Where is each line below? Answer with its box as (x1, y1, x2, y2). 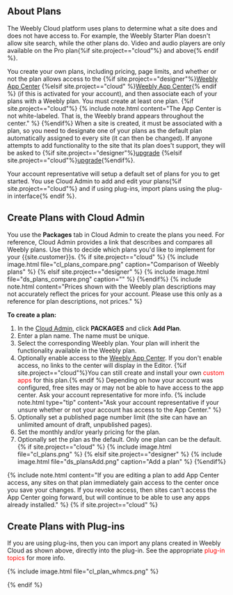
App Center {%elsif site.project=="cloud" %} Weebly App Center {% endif (7, 82, 217, 90)
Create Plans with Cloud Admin (7, 212, 145, 224)
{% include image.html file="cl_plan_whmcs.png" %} (7, 567, 159, 575)
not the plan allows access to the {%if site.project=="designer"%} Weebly (7, 75, 218, 83)
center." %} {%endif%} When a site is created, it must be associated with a (7, 118, 223, 127)
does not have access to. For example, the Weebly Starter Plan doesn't (7, 31, 211, 40)
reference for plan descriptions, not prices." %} (7, 297, 143, 305)
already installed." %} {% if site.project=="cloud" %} (7, 500, 159, 509)
